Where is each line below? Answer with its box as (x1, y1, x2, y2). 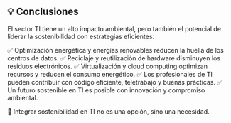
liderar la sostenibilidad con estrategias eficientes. (7, 32, 155, 41)
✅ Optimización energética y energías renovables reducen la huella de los (7, 46, 224, 54)
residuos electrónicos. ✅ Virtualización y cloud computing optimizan (7, 62, 208, 70)
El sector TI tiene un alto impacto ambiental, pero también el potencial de (7, 24, 222, 33)
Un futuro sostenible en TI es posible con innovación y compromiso (7, 85, 205, 95)
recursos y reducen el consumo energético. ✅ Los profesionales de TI (7, 70, 213, 78)
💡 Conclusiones (7, 6, 79, 18)
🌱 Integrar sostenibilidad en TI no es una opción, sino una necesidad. (7, 107, 210, 116)
